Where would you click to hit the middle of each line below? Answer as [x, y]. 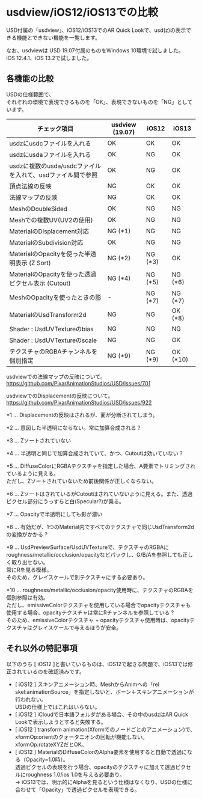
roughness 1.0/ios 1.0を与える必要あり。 [75, 774]
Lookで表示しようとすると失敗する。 [60, 721]
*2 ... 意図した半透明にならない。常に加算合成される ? [73, 427]
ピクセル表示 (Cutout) [40, 283]
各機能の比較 [30, 79]
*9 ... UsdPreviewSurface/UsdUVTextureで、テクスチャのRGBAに [88, 547]
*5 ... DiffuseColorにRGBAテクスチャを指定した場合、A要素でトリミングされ [101, 466]
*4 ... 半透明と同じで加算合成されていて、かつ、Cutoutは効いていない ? [94, 453]
